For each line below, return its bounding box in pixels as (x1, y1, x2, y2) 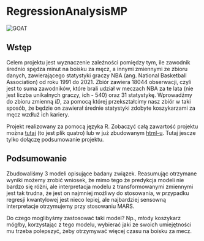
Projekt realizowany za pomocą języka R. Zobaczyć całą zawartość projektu (6, 123, 198, 130)
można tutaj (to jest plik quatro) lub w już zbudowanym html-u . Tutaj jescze (6, 129, 196, 136)
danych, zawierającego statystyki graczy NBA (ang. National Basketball (6, 72, 187, 79)
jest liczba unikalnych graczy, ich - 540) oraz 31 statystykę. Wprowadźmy (6, 91, 193, 99)
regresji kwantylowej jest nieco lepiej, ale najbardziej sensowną (6, 196, 167, 203)
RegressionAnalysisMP (6, 4, 127, 18)
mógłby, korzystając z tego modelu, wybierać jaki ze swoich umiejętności (6, 221, 192, 228)
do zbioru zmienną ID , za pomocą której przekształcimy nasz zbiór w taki (6, 98, 191, 105)
